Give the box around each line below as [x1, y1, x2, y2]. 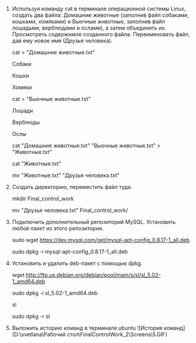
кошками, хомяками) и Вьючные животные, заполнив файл [11, 18, 165, 25]
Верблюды [11, 119, 40, 126]
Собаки [11, 60, 32, 67]
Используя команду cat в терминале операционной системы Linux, [11, 5, 186, 12]
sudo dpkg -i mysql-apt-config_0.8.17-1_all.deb [11, 248, 128, 255]
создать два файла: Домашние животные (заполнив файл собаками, [11, 11, 189, 19]
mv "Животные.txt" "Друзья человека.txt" [11, 171, 120, 179]
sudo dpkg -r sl [11, 313, 50, 320]
